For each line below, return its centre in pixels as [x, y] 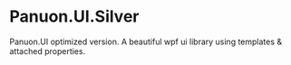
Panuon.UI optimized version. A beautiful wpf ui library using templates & [146, 42]
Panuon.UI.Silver [74, 17]
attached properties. [48, 51]
